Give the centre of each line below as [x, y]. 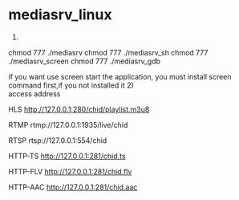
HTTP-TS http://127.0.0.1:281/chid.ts [67, 156]
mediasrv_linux [60, 15]
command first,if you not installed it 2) [71, 85]
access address [34, 93]
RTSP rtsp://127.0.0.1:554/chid [58, 140]
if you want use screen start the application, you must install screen [120, 76]
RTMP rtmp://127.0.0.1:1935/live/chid [68, 124]
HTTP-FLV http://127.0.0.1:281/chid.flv [70, 171]
